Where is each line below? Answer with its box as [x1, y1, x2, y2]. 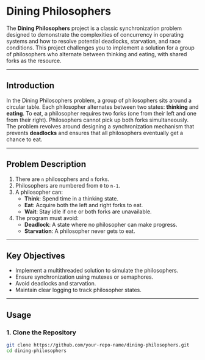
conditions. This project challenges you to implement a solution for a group [6, 44, 195, 51]
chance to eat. [6, 136, 43, 143]
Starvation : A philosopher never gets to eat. [24, 227, 135, 235]
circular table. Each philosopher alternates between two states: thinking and [6, 103, 199, 111]
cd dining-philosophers [6, 347, 67, 354]
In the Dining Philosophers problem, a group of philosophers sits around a [6, 97, 192, 104]
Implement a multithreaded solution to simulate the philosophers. [15, 267, 179, 274]
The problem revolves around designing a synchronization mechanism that [6, 122, 195, 130]
